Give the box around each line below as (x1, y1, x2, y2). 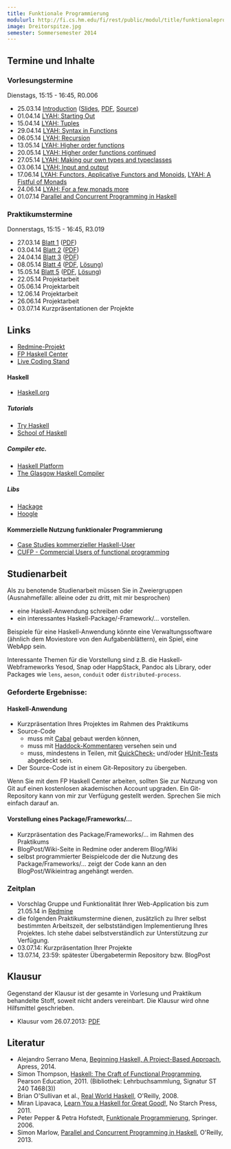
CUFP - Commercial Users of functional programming (16, 548, 170, 557)
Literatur (7, 1037, 45, 1048)
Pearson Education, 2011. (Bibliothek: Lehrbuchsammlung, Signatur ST (16, 1077, 217, 1086)
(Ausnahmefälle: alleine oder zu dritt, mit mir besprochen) (7, 594, 170, 602)
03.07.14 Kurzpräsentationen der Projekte (16, 304, 134, 313)
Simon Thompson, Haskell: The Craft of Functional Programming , (16, 1070, 202, 1078)
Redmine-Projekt (16, 342, 65, 351)
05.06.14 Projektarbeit (16, 282, 80, 291)
